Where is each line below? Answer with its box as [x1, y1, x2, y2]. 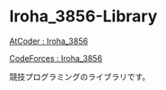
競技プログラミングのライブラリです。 [9, 71, 151, 82]
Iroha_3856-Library [9, 6, 158, 27]
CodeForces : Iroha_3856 [9, 53, 103, 63]
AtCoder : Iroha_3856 [9, 36, 88, 46]
